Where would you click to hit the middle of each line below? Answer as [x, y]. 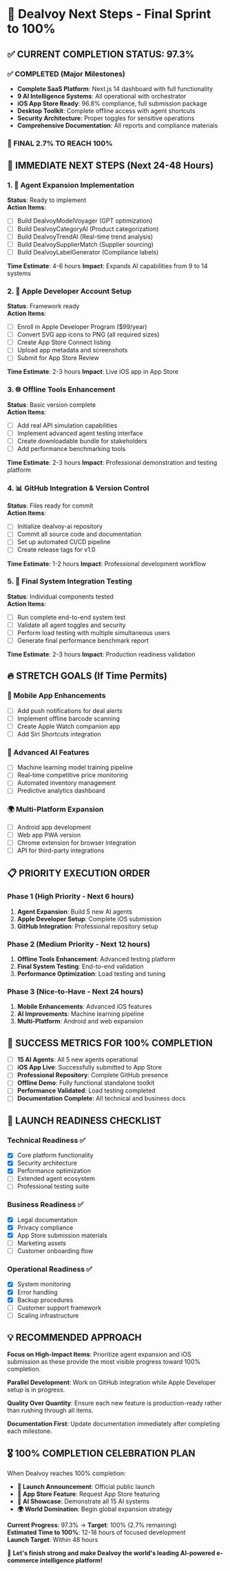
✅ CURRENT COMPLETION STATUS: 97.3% [101, 54]
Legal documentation [47, 1219]
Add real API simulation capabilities [67, 425]
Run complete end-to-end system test [71, 617]
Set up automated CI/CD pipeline [64, 542]
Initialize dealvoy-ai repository [60, 526]
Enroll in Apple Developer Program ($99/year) [82, 327]
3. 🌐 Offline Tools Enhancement [61, 390]
